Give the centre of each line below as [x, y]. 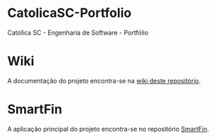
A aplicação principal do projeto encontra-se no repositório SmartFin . [108, 129]
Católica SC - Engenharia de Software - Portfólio [78, 33]
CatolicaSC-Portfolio [70, 13]
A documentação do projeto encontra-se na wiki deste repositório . [104, 81]
